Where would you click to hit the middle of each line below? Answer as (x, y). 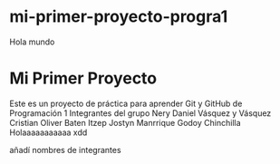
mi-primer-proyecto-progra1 (119, 17)
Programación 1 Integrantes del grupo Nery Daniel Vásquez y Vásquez (140, 113)
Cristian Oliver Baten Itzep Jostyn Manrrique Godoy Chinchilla (126, 122)
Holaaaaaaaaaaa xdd (48, 132)
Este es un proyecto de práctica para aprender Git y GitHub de (126, 103)
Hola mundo (32, 42)
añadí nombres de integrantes (65, 150)
